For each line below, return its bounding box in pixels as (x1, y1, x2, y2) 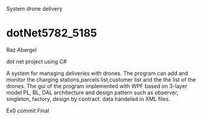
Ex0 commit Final (6, 107, 50, 114)
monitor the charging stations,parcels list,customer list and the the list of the (6, 76, 197, 83)
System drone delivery (6, 5, 63, 12)
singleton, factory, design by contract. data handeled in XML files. (6, 95, 171, 102)
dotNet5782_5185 (6, 27, 97, 40)
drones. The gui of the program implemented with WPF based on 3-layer (6, 82, 187, 89)
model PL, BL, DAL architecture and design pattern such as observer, (6, 89, 178, 96)
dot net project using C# (6, 57, 67, 65)
